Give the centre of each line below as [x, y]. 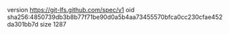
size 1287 [53, 24]
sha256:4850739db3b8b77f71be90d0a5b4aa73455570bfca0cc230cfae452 [115, 17]
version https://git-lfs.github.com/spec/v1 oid [71, 10]
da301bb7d [23, 24]
